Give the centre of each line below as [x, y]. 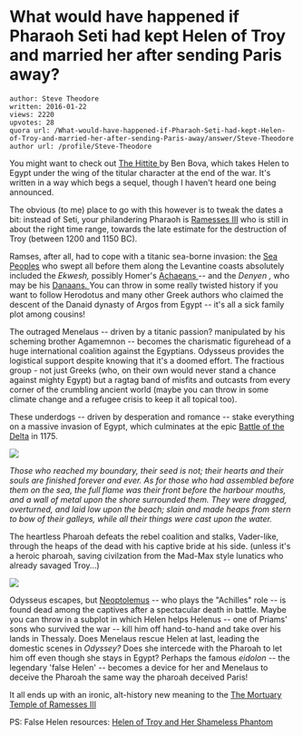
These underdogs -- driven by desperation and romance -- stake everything [152, 417]
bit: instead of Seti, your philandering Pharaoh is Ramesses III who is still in [149, 219]
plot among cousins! [48, 314]
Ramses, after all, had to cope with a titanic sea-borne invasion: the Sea [144, 256]
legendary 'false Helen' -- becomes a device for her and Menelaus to [139, 667]
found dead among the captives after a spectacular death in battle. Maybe [148, 609]
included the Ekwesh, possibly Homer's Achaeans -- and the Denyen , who [150, 275]
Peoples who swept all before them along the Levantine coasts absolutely [147, 266]
